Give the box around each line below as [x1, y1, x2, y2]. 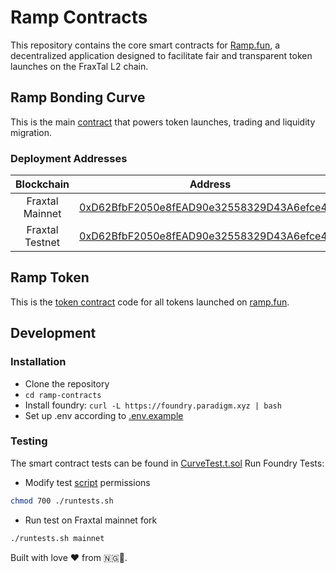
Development [10, 325, 97, 342]
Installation [10, 355, 67, 369]
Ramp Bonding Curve [10, 89, 146, 106]
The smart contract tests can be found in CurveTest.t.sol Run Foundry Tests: [10, 457, 325, 469]
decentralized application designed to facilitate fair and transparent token [10, 49, 313, 61]
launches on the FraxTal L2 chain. [10, 60, 149, 72]
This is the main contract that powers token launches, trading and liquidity [10, 116, 316, 128]
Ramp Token [10, 269, 90, 286]
